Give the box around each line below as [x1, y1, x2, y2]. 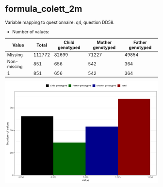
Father [133, 40, 147, 46]
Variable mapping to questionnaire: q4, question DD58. [5, 19, 115, 25]
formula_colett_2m [5, 3, 82, 15]
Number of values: [12, 29, 49, 34]
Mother [97, 40, 112, 46]
